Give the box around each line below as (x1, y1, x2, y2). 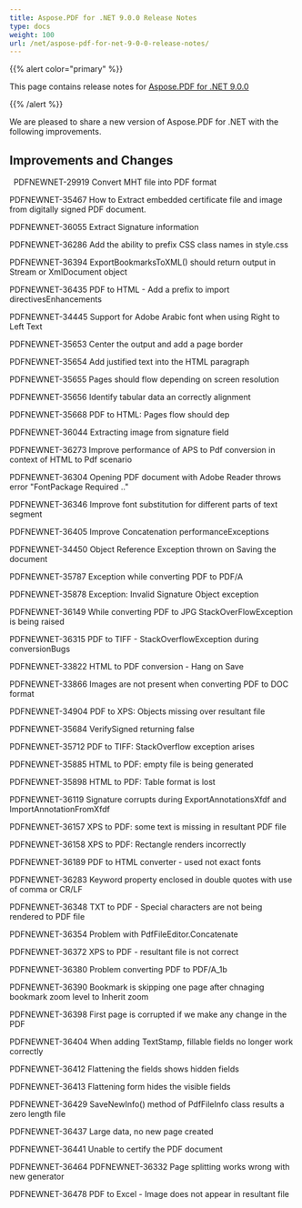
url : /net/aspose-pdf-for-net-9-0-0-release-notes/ (9, 38, 209, 48)
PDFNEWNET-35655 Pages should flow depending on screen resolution (9, 374, 280, 385)
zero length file (9, 1109, 66, 1120)
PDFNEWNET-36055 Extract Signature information (9, 222, 199, 233)
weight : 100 (9, 30, 55, 39)
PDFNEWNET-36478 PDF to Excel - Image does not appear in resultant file (9, 1189, 289, 1200)
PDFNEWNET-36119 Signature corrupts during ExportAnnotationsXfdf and (9, 794, 287, 805)
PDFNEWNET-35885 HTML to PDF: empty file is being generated (9, 759, 254, 770)
